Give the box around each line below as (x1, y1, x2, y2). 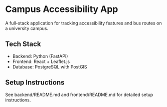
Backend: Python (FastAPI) (12, 53, 68, 59)
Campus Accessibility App (5, 3, 118, 15)
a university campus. (5, 25, 49, 31)
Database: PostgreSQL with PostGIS (12, 63, 87, 69)
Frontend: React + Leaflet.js (12, 58, 70, 64)
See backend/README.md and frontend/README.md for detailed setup (5, 91, 153, 97)
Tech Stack (5, 40, 41, 48)
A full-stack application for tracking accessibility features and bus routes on (5, 20, 162, 26)
